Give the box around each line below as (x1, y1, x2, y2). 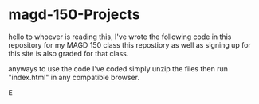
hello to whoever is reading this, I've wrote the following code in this (8, 32, 232, 41)
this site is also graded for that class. (8, 48, 129, 58)
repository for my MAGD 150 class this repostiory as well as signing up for (8, 40, 251, 49)
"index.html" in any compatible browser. (8, 72, 140, 82)
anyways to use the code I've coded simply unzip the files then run (8, 64, 229, 73)
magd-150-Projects (8, 6, 141, 24)
